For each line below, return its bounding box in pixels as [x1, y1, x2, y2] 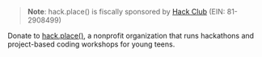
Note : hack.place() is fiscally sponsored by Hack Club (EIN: [27, 7, 226, 16]
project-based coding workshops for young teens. [7, 39, 175, 49]
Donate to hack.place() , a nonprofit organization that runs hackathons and [7, 31, 255, 40]
